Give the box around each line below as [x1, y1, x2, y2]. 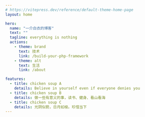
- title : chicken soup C [10, 99, 62, 105]
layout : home [5, 12, 33, 17]
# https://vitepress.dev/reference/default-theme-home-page [5, 7, 134, 12]
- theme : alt [14, 58, 42, 63]
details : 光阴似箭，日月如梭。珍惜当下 [14, 104, 87, 109]
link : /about [18, 67, 46, 72]
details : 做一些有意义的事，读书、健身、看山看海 [14, 95, 106, 100]
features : [5, 76, 26, 81]
